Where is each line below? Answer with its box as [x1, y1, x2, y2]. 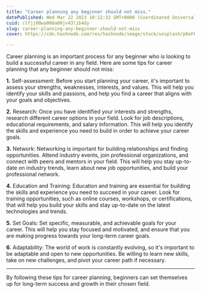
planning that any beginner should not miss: [6, 65, 115, 73]
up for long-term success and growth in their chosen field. [6, 280, 151, 288]
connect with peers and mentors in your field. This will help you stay [6, 158, 175, 165]
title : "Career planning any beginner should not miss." [6, 8, 151, 15]
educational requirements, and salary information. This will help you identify [6, 121, 193, 128]
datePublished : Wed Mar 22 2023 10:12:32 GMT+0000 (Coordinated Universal [6, 14, 197, 20]
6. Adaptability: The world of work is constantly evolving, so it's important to [6, 244, 194, 251]
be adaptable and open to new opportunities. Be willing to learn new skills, [6, 250, 190, 258]
